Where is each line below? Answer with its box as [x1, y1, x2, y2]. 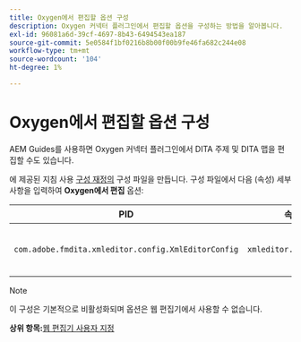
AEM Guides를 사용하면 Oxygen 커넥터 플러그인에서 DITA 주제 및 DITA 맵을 [9, 143, 276, 154]
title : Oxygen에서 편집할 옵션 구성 [9, 13, 130, 22]
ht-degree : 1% [9, 64, 63, 73]
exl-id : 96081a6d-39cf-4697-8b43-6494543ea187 [9, 30, 186, 38]
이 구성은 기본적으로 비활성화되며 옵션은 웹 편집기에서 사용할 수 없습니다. [9, 304, 262, 314]
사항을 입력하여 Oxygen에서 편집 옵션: [9, 184, 144, 195]
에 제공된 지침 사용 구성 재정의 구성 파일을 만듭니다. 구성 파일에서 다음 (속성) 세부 [9, 174, 292, 184]
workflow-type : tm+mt [9, 47, 90, 56]
